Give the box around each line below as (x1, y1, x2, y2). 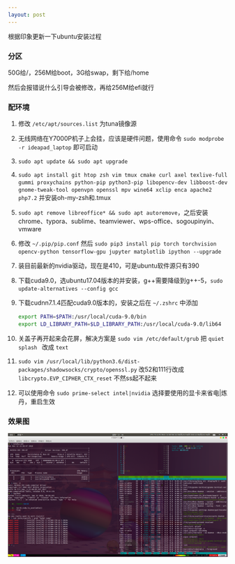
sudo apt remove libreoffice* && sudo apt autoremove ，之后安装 (17, 208, 209, 217)
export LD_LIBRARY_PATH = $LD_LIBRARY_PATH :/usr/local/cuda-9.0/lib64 (17, 321, 222, 328)
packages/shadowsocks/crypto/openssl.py (17, 366, 137, 373)
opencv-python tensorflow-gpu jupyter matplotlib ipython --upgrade (17, 248, 222, 256)
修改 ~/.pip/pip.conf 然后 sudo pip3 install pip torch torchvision (17, 239, 217, 247)
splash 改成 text (17, 342, 69, 351)
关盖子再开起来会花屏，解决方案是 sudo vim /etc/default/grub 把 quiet (17, 334, 225, 342)
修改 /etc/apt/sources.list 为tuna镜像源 (17, 119, 137, 128)
